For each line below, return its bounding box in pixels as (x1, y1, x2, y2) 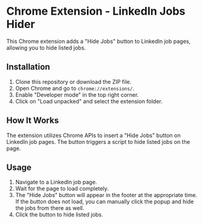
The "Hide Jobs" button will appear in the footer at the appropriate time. (15, 192, 197, 199)
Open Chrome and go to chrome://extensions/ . (15, 84, 135, 92)
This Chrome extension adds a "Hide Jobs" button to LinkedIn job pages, (6, 37, 191, 45)
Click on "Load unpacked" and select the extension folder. (15, 97, 163, 105)
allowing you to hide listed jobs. (6, 44, 86, 51)
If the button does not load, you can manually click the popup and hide (15, 198, 194, 206)
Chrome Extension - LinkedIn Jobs (6, 4, 186, 18)
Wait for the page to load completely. (15, 185, 109, 192)
